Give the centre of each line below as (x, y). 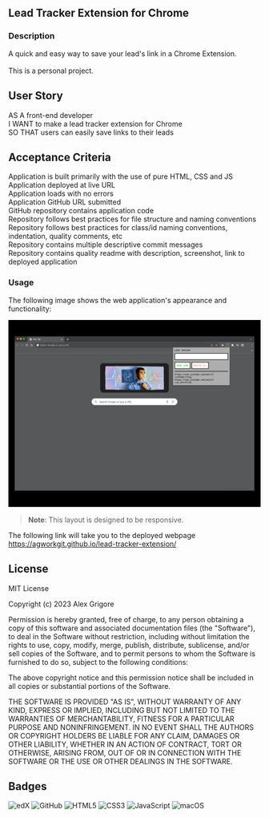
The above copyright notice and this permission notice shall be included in (131, 678)
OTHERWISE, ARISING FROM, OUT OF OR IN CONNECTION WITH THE (125, 752)
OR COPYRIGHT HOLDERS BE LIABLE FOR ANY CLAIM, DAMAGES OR (124, 735)
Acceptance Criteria (60, 157)
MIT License (29, 588)
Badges (28, 786)
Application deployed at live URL (62, 185)
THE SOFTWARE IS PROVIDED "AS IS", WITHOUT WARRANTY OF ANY (125, 702)
